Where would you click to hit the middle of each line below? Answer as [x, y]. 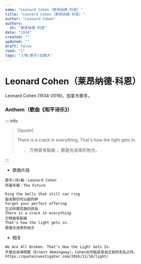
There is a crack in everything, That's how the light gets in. [76, 140]
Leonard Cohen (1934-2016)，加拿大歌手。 [49, 96]
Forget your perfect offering [36, 204]
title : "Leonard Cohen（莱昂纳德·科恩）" [45, 14]
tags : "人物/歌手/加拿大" [29, 55]
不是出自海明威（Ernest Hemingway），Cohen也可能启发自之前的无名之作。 [71, 252]
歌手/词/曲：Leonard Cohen [31, 180]
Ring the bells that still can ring [42, 194]
